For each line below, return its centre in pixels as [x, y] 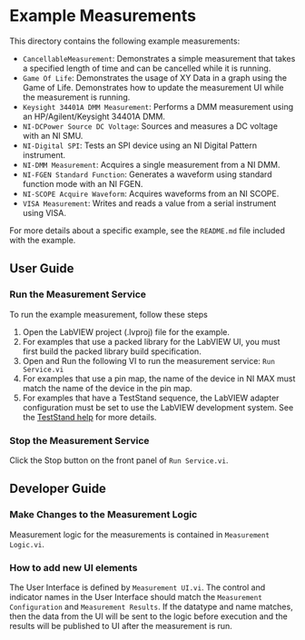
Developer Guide [58, 489]
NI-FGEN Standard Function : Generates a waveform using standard [147, 174]
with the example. [43, 240]
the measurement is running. [76, 97]
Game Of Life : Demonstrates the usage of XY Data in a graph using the [155, 77]
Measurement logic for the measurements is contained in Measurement [140, 534]
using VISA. [44, 212]
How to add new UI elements [74, 567]
